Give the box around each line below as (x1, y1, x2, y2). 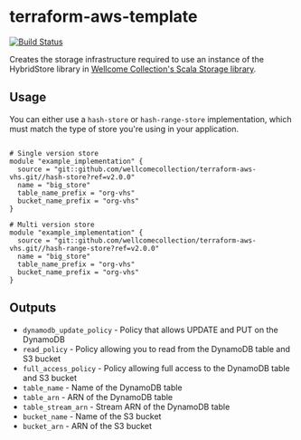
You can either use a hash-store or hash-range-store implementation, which (9, 113, 292, 124)
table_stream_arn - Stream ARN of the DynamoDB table (22, 401, 230, 412)
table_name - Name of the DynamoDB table (22, 382, 183, 393)
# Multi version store (9, 220, 95, 229)
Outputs (9, 301, 57, 316)
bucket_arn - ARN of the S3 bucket (22, 420, 152, 431)
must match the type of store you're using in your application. (9, 123, 240, 134)
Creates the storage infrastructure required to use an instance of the (9, 53, 265, 64)
